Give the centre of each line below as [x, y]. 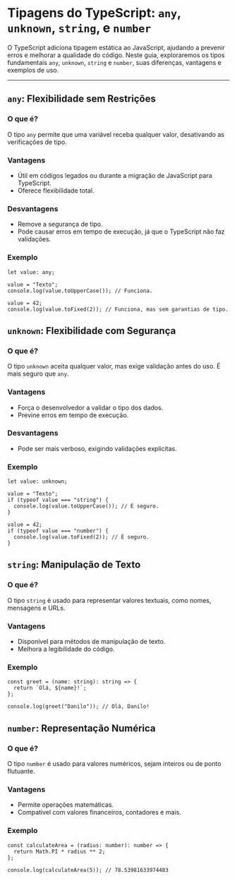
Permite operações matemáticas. [66, 805]
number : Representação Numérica [82, 728]
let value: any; [31, 272]
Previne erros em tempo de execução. [73, 415]
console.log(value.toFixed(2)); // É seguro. [82, 537]
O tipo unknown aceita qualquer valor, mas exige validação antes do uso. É [114, 366]
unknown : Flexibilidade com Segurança [92, 331]
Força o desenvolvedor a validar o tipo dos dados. [90, 407]
